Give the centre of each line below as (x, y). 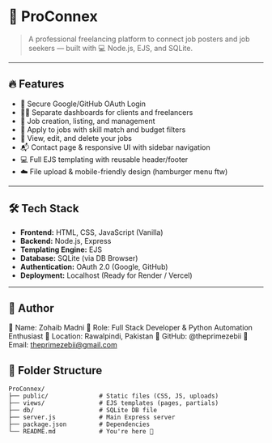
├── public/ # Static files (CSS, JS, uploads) (114, 396)
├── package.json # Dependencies (79, 424)
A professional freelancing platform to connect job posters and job (139, 39)
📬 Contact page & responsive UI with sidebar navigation (115, 147)
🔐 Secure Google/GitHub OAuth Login (83, 104)
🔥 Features (36, 84)
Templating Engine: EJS (61, 249)
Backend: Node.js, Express (66, 241)
